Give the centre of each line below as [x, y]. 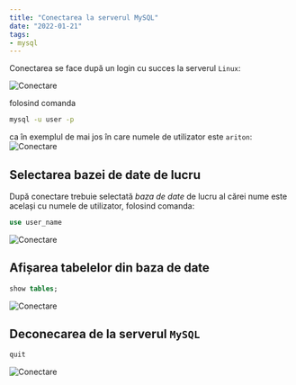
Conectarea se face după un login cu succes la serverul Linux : [125, 68]
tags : [19, 34]
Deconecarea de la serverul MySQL [105, 334]
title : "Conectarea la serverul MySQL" [84, 18]
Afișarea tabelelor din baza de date [109, 268]
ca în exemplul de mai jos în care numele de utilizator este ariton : [131, 137]
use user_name [36, 222]
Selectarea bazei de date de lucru [105, 175]
